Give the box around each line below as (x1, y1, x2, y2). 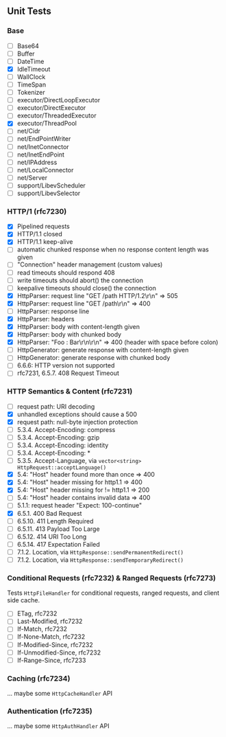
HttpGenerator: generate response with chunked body (16, 354, 171, 362)
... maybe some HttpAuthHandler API (7, 722, 110, 730)
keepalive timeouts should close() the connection (16, 284, 156, 292)
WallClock (16, 72, 46, 81)
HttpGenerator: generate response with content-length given (16, 346, 189, 354)
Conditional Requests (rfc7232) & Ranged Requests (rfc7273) (7, 573, 216, 582)
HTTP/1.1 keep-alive (16, 238, 73, 246)
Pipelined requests (16, 223, 71, 231)
